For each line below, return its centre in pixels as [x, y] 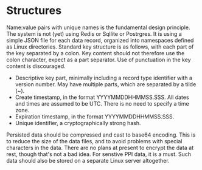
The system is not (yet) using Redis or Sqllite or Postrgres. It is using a [94, 33]
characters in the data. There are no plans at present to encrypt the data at [100, 148]
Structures [34, 11]
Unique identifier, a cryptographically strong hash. [78, 123]
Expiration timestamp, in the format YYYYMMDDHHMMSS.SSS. [95, 117]
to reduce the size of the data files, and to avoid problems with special [94, 141]
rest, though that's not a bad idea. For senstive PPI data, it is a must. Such [99, 154]
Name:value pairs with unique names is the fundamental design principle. [98, 27]
